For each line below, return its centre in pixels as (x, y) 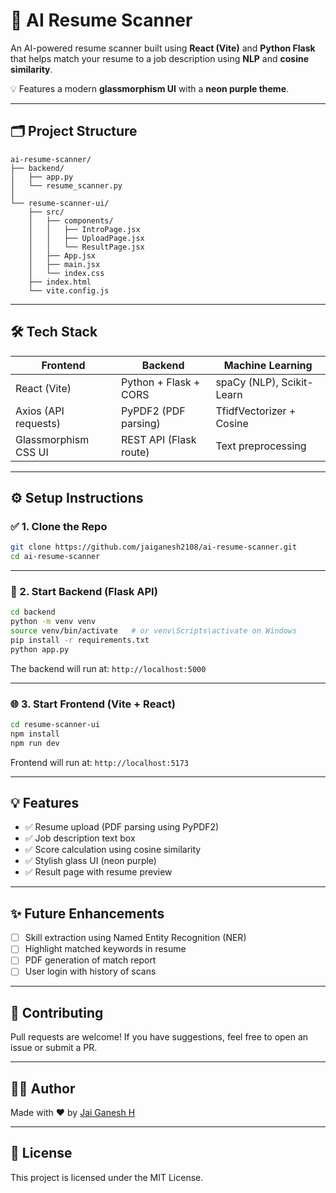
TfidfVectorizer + (256, 411)
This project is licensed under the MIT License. (107, 1177)
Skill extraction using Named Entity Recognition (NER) (135, 938)
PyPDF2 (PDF (153, 411)
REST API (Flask (159, 439)
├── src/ (46, 212)
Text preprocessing (261, 446)
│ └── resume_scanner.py (66, 185)
